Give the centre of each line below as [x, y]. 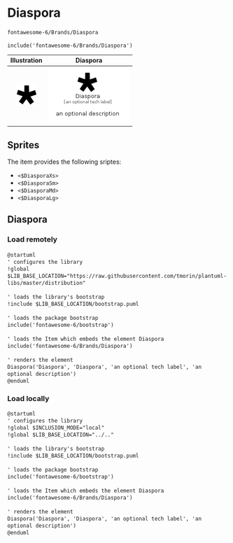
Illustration [27, 60]
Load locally [28, 398]
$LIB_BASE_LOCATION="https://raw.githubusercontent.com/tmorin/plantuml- [117, 276]
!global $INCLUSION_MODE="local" [56, 428]
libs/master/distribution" [47, 283]
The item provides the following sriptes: [64, 162]
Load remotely [33, 239]
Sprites [23, 145]
